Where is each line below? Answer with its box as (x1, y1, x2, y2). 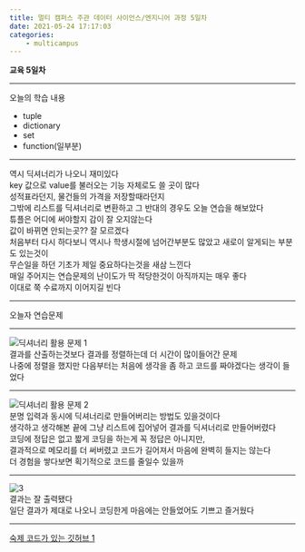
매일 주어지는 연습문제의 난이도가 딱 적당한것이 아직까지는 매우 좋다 (9, 271, 247, 281)
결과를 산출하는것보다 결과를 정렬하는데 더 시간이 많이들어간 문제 (9, 349, 238, 360)
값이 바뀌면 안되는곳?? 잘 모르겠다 (9, 225, 130, 236)
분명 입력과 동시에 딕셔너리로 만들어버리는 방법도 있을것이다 (9, 410, 221, 422)
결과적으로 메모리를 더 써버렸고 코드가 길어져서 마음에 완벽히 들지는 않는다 (9, 445, 271, 456)
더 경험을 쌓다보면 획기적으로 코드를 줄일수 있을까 (9, 456, 184, 468)
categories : (9, 30, 54, 39)
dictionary (22, 120, 61, 132)
